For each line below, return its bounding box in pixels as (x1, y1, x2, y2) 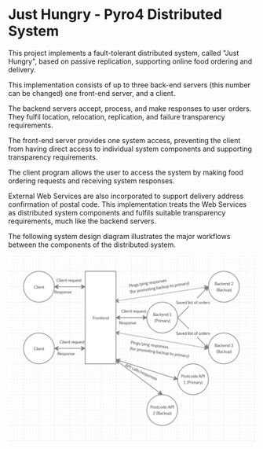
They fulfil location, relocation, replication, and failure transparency (8, 112, 225, 121)
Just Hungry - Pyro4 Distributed (8, 6, 222, 24)
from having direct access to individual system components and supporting (8, 144, 253, 153)
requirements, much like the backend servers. (8, 216, 157, 226)
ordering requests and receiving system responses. (8, 175, 175, 186)
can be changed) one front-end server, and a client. (8, 88, 176, 98)
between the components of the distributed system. (8, 240, 177, 249)
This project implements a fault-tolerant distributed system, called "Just (8, 48, 239, 57)
